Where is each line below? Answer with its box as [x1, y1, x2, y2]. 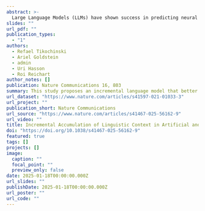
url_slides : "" [6, 179, 45, 185]
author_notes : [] [6, 77, 51, 83]
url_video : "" [6, 116, 43, 122]
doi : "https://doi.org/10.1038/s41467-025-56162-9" [6, 128, 140, 134]
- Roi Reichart [12, 71, 51, 77]
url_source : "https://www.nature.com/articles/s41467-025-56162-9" [6, 111, 182, 117]
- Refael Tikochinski [12, 49, 67, 55]
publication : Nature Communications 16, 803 [6, 83, 121, 89]
